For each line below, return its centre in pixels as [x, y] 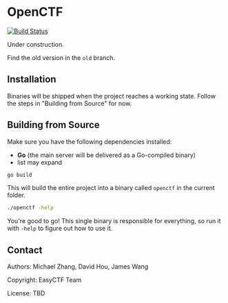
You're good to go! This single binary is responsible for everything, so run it [114, 221]
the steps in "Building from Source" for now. [70, 103]
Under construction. [35, 44]
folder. [16, 195]
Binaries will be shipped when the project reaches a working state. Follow [111, 96]
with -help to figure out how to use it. [60, 229]
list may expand [40, 162]
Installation [32, 80]
